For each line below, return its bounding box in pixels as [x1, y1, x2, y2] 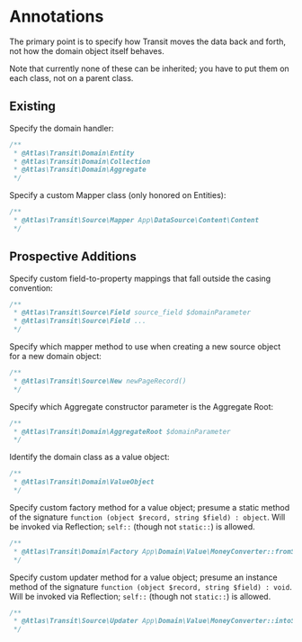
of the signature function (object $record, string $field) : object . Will [9, 511, 286, 522]
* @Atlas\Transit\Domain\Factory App [13, 547, 155, 556]
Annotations [9, 6, 104, 27]
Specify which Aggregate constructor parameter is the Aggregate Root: [9, 401, 274, 411]
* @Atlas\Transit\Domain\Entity [13, 149, 135, 158]
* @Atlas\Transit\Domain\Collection [13, 157, 151, 166]
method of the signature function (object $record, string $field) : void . [9, 581, 292, 592]
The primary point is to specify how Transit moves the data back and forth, [9, 36, 286, 47]
